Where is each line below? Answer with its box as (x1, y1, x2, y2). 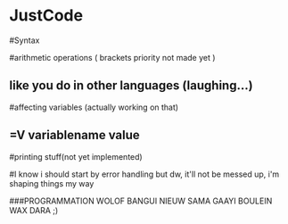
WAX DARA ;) (9, 204, 59, 215)
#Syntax (9, 35, 40, 46)
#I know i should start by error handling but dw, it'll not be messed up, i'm (9, 169, 280, 179)
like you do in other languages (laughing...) (9, 78, 253, 94)
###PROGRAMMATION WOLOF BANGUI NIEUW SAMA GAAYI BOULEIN (9, 195, 273, 206)
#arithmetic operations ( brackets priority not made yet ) (9, 52, 216, 62)
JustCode (9, 5, 83, 26)
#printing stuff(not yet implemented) (9, 151, 143, 162)
